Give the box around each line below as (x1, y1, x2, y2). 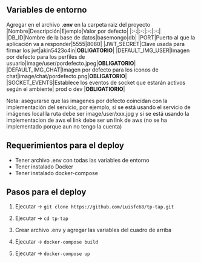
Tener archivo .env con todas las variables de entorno (15, 156, 150, 164)
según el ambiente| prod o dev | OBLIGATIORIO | (6, 85, 125, 93)
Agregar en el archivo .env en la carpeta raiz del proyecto (6, 21, 151, 28)
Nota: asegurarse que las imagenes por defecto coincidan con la (6, 97, 168, 104)
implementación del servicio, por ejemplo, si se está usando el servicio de (6, 103, 191, 111)
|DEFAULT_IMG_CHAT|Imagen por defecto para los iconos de (6, 66, 159, 73)
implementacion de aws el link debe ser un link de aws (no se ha (6, 116, 168, 124)
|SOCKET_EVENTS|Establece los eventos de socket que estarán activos (6, 79, 186, 86)
